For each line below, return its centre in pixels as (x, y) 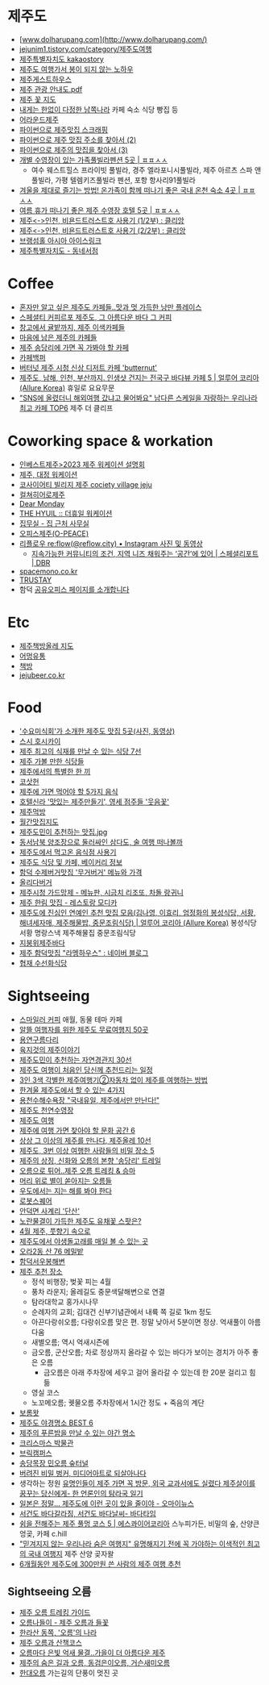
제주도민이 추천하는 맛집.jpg (63, 832)
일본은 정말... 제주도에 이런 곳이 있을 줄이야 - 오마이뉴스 (107, 1503)
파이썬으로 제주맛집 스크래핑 (64, 129)
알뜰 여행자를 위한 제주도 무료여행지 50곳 (84, 1029)
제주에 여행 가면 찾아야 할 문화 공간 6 (77, 1130)
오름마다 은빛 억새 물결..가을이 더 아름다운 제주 (92, 1653)
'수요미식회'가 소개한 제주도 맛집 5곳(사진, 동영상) (97, 731)
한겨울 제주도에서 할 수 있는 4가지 (72, 1090)
